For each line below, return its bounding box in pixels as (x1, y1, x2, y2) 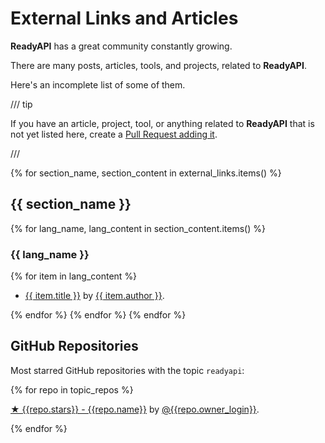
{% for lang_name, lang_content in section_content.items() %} (10, 222, 266, 234)
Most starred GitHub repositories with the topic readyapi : (10, 364, 245, 376)
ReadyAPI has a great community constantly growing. (10, 40, 233, 52)
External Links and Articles (10, 7, 239, 30)
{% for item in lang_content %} (10, 270, 138, 282)
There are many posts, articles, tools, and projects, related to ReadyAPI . (10, 59, 307, 71)
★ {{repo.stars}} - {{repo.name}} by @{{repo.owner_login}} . (10, 403, 260, 415)
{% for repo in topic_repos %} (10, 383, 134, 396)
